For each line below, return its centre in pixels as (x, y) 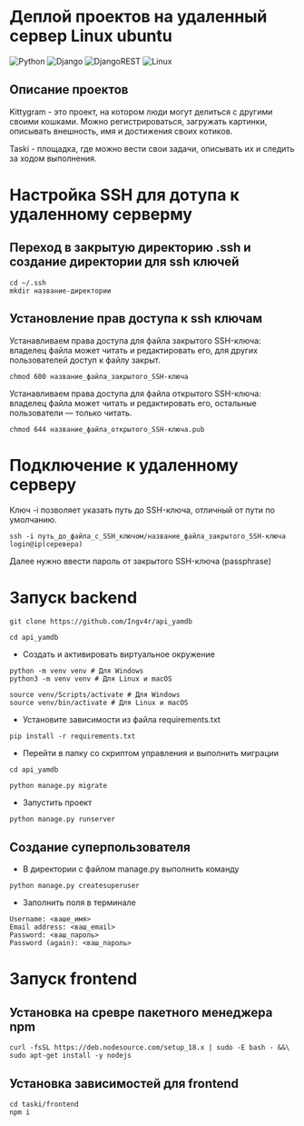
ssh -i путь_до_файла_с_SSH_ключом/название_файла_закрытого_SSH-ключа (147, 536)
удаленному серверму (101, 214)
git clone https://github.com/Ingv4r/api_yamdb (101, 622)
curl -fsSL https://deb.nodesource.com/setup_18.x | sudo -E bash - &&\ (150, 1048)
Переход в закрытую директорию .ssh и (130, 248)
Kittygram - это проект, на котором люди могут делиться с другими (141, 112)
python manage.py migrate (58, 786)
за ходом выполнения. (53, 158)
